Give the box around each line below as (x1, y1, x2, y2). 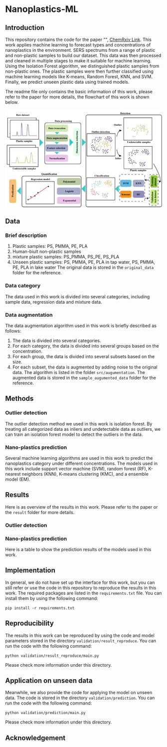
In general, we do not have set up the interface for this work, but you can (5, 579, 155, 585)
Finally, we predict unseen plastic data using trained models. (5, 79, 130, 85)
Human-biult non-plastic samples (12, 248, 81, 255)
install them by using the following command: (5, 595, 98, 601)
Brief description (5, 232, 47, 239)
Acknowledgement (5, 734, 66, 742)
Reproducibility (5, 619, 54, 628)
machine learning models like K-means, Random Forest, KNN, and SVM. (5, 74, 153, 79)
